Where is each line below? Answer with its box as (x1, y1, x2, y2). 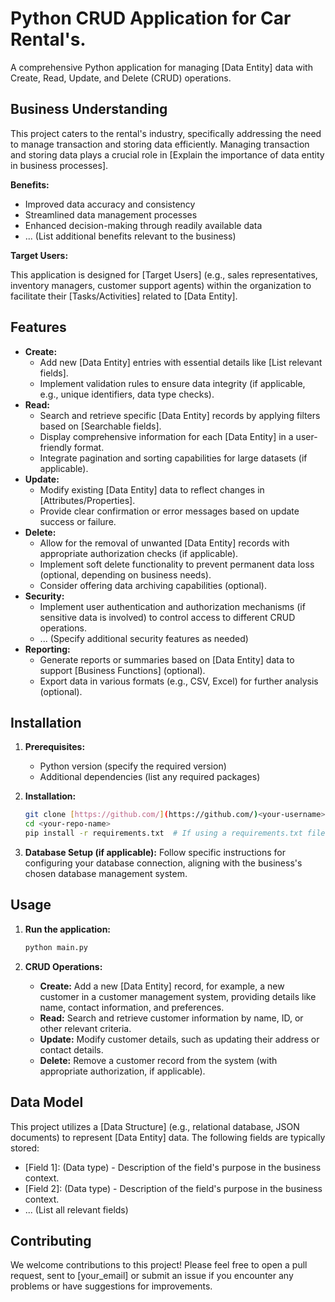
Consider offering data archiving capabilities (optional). (39, 579, 267, 591)
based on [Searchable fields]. (39, 420, 162, 432)
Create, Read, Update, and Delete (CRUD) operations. (10, 72, 232, 84)
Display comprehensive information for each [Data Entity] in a (39, 430, 294, 442)
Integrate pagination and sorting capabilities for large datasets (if (39, 452, 308, 464)
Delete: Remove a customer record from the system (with (39, 1054, 278, 1066)
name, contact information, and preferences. (39, 1001, 225, 1013)
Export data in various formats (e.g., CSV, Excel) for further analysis (39, 675, 319, 687)
